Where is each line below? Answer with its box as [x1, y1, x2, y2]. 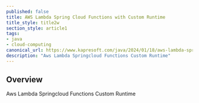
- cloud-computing [6, 42, 52, 48]
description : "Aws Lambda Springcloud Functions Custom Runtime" [6, 53, 171, 59]
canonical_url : [6, 47, 44, 53]
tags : [6, 31, 20, 37]
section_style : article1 [6, 25, 68, 31]
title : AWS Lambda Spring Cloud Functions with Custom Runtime [6, 14, 166, 20]
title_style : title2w [6, 20, 60, 25]
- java [6, 36, 23, 42]
